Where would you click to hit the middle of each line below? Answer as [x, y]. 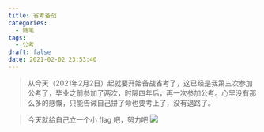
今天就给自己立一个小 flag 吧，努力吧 [88, 119]
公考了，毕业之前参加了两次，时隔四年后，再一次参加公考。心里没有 [138, 92]
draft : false [30, 52]
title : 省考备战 [32, 15]
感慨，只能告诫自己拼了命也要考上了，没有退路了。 [132, 103]
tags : [17, 38]
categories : [28, 23]
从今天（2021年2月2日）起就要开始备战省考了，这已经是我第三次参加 [140, 83]
